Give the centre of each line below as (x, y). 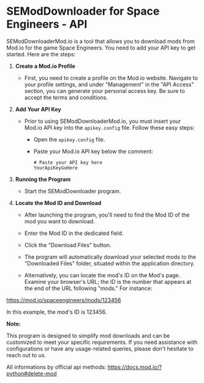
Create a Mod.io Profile (45, 66)
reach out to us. (26, 355)
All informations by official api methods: (56, 367)
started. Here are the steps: (41, 54)
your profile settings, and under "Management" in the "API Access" (109, 84)
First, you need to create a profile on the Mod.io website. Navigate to (111, 78)
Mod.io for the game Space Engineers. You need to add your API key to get (101, 48)
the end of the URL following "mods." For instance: (88, 288)
